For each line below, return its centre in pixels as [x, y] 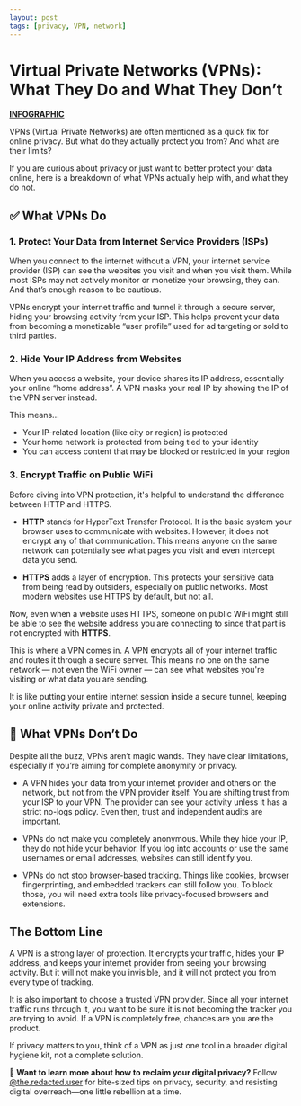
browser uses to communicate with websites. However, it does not [145, 531]
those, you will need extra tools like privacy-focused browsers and [146, 894]
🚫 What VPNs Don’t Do [74, 734]
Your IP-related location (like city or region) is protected [125, 433]
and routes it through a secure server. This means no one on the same [139, 660]
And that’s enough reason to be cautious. [85, 290]
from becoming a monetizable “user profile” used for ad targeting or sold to [149, 326]
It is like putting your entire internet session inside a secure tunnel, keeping [148, 696]
